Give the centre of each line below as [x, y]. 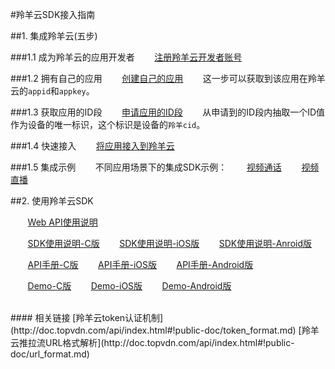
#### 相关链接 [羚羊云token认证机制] [87, 317]
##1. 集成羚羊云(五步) [54, 36]
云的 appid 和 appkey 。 [52, 91]
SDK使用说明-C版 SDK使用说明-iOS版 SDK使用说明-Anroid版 [170, 243]
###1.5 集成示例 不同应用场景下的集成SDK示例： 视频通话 [146, 167]
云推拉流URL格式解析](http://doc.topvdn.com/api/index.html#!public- [152, 342]
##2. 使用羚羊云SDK [52, 201]
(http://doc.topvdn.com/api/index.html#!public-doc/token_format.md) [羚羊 [165, 330]
